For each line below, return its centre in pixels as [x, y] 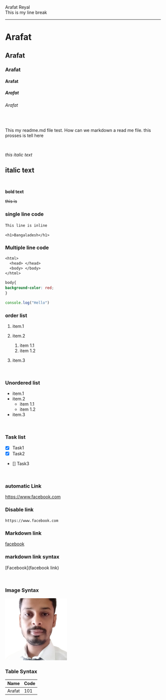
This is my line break [26, 12]
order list [16, 316]
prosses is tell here [24, 135]
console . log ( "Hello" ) [27, 303]
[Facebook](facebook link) [32, 568]
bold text [14, 192]
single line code [24, 214]
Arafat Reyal [18, 7]
